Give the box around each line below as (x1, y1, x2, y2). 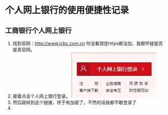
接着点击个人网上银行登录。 (12, 93, 71, 99)
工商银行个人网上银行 (5, 26, 72, 35)
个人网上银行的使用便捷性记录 (5, 5, 130, 16)
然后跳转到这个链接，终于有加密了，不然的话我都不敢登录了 (12, 99, 137, 105)
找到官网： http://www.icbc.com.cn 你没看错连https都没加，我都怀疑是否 (12, 41, 163, 46)
